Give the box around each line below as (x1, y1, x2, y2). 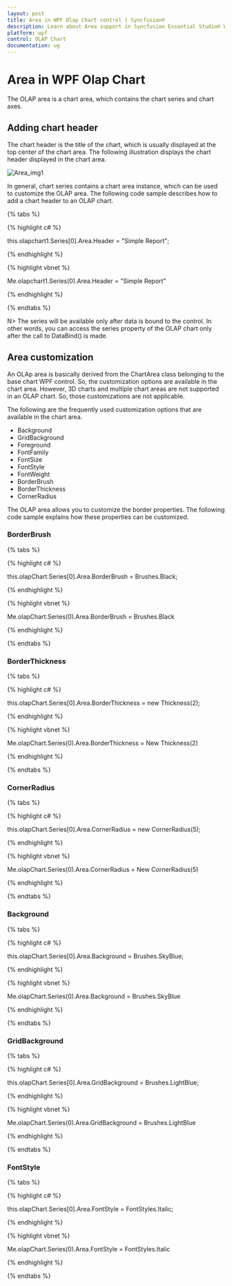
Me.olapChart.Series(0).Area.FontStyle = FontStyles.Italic (7, 1245, 171, 1254)
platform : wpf (7, 29, 48, 37)
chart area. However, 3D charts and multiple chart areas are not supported (7, 384, 220, 393)
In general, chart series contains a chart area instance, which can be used (7, 182, 218, 190)
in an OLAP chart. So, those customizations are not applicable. (7, 391, 185, 400)
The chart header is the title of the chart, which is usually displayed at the (7, 140, 216, 148)
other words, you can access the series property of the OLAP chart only (7, 324, 212, 332)
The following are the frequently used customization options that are (7, 405, 202, 413)
